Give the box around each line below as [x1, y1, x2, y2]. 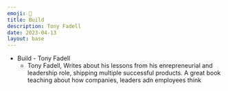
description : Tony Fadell [7, 23, 81, 29]
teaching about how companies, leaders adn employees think [27, 76, 201, 84]
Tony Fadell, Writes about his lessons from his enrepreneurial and [27, 62, 213, 70]
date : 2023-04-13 [7, 29, 57, 36]
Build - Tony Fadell [16, 54, 71, 62]
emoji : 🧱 [7, 10, 32, 17]
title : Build [7, 16, 45, 23]
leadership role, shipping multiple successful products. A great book [27, 69, 221, 77]
